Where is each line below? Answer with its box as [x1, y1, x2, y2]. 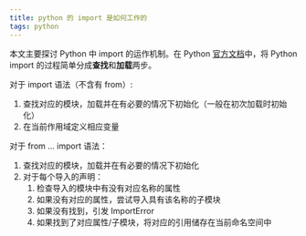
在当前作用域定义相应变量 [22, 120, 120, 132]
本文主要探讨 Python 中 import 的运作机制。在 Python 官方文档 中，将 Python [9, 47, 298, 59]
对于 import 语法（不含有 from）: [9, 78, 133, 89]
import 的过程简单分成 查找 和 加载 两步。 [9, 59, 157, 70]
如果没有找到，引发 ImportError [36, 205, 155, 216]
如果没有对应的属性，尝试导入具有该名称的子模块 [36, 193, 221, 205]
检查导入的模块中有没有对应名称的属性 [36, 182, 181, 193]
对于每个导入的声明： [22, 170, 103, 182]
